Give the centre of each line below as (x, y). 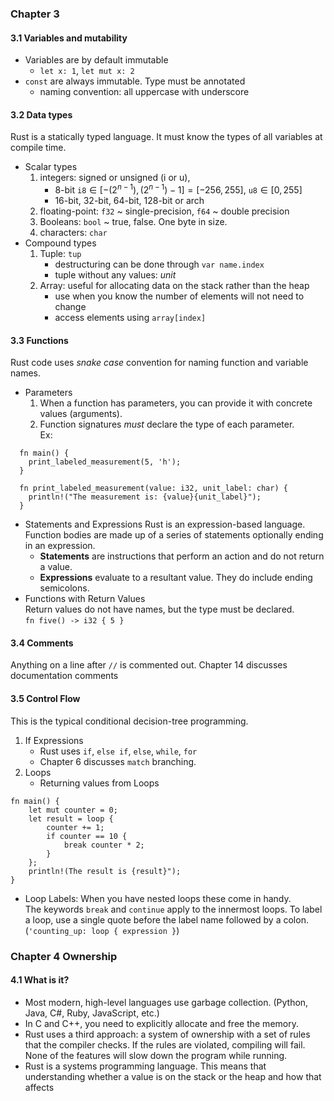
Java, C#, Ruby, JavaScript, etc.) (92, 1013)
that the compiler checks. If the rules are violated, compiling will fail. (165, 1044)
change (70, 306)
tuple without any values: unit (115, 274)
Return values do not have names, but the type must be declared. (159, 609)
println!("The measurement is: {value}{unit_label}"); (145, 497)
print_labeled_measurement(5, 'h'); (105, 462)
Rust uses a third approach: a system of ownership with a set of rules (167, 1034)
